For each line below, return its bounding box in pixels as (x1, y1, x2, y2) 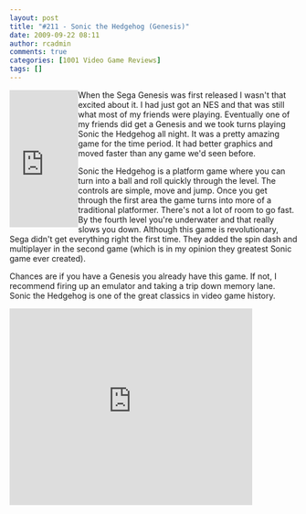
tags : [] (9, 65, 43, 74)
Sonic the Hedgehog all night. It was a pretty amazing (78, 128, 280, 139)
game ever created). (9, 252, 87, 263)
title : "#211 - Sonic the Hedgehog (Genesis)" (9, 22, 190, 31)
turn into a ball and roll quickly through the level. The (78, 175, 277, 186)
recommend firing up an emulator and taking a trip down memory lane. (9, 280, 276, 291)
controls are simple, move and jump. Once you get (78, 185, 268, 196)
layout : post (9, 13, 59, 23)
